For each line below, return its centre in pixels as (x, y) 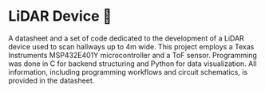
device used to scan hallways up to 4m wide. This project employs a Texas (131, 46)
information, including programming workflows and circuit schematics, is (128, 72)
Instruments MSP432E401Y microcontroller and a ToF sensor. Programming (132, 55)
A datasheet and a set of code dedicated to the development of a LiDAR (127, 38)
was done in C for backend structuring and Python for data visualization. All (132, 64)
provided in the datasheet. (51, 80)
